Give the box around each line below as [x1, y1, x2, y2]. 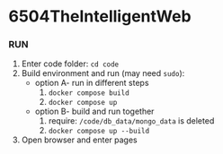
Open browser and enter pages [21, 134, 138, 145]
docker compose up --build [48, 127, 150, 136]
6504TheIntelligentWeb [8, 6, 192, 27]
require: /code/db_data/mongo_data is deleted [48, 115, 215, 126]
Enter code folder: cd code [21, 58, 120, 69]
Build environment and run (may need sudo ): [21, 68, 185, 79]
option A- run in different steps [34, 78, 149, 89]
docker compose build [48, 89, 129, 98]
